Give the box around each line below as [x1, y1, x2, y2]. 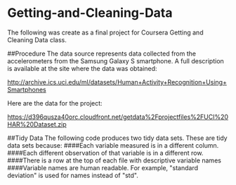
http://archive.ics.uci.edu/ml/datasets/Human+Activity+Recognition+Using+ [7, 77, 227, 86]
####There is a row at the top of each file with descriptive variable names [7, 156, 221, 165]
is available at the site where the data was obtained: [7, 64, 157, 72]
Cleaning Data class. [7, 35, 67, 44]
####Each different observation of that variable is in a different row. [7, 148, 204, 157]
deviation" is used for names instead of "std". [7, 171, 139, 179]
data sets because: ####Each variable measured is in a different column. [7, 141, 219, 149]
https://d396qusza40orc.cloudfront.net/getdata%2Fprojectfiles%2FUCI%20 [7, 113, 229, 121]
